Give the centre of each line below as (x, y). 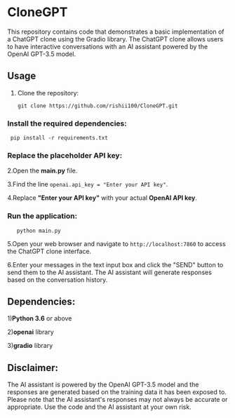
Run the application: (42, 216)
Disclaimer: (33, 368)
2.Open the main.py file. (42, 171)
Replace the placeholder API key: (65, 155)
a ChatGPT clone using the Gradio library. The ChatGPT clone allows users (115, 39)
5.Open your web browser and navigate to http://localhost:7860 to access (116, 243)
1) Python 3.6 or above (40, 318)
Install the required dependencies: (67, 123)
